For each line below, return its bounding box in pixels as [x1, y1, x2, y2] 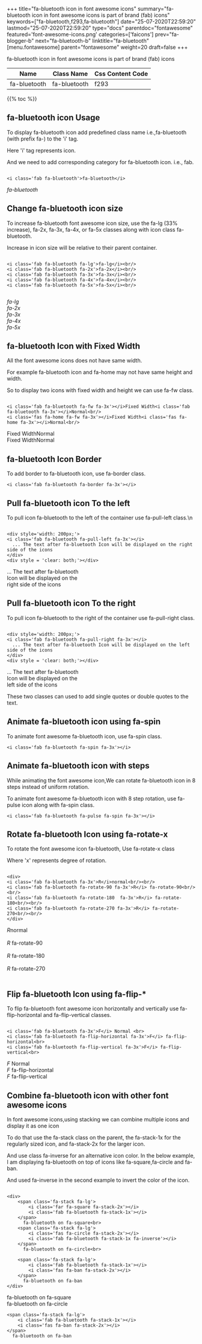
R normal [7, 927, 28, 934]
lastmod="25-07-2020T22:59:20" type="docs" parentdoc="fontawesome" [7, 24, 193, 31]
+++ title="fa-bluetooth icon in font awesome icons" [7, 5, 137, 12]
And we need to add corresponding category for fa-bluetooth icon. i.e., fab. [7, 158, 194, 165]
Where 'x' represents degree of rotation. [7, 857, 107, 864]
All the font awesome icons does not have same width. [7, 357, 142, 364]
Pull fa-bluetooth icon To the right [7, 598, 136, 609]
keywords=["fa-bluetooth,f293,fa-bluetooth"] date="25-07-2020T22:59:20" [7, 18, 196, 25]
